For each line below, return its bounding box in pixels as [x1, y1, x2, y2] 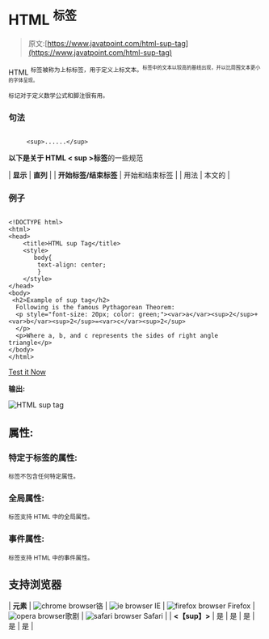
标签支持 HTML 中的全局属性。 [8, 513, 95, 522]
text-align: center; [37, 261, 107, 269]
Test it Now [8, 367, 47, 377]
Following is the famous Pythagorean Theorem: [15, 304, 175, 312]
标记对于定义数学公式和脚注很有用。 [8, 92, 109, 100]
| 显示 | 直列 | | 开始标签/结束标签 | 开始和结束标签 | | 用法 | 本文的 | [8, 170, 230, 180]
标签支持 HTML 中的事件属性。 [8, 553, 95, 562]
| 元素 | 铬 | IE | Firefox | [8, 601, 256, 611]
